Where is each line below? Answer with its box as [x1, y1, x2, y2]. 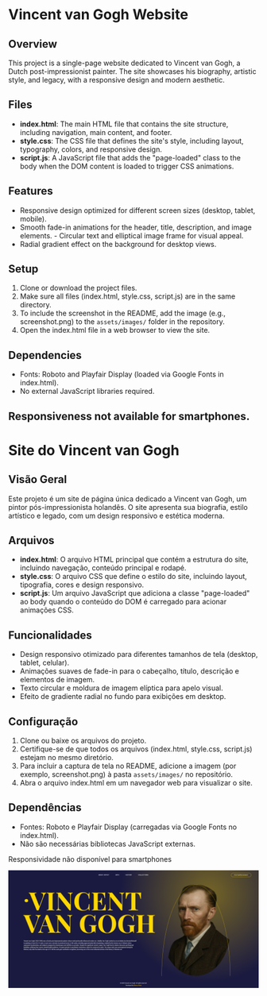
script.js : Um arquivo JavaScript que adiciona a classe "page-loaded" [19, 589, 250, 598]
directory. [19, 300, 52, 310]
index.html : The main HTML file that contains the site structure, [19, 119, 229, 129]
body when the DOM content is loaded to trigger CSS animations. [19, 161, 234, 171]
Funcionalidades [8, 628, 93, 642]
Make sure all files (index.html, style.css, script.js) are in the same [19, 291, 236, 301]
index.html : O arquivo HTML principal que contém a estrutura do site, [19, 554, 249, 565]
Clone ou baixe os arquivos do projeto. [19, 736, 147, 746]
